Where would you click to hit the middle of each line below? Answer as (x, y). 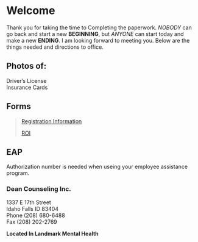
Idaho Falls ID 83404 (33, 208)
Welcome (31, 11)
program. (18, 173)
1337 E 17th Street (29, 202)
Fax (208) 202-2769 (32, 222)
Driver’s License (27, 80)
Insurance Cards (27, 87)
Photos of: (27, 66)
